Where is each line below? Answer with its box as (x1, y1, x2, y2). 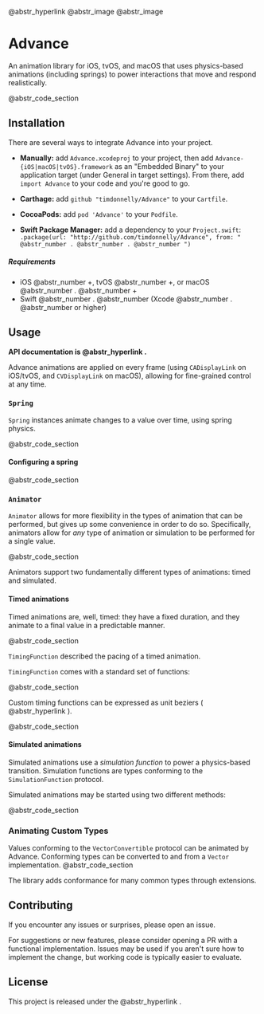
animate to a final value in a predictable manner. (8, 620, 165, 630)
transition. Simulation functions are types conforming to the (8, 765, 204, 776)
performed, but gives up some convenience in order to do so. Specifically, (8, 520, 251, 529)
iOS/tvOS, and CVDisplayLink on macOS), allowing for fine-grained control (8, 371, 252, 380)
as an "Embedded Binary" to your (114, 161, 224, 171)
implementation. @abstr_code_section (8, 860, 134, 870)
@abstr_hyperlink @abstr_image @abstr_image (8, 7, 164, 16)
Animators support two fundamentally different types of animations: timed (8, 568, 250, 577)
